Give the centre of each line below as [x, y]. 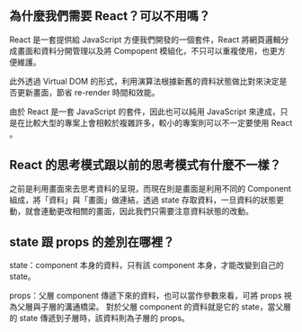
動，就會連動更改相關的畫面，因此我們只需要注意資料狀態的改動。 [131, 211]
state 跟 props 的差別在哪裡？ [92, 242]
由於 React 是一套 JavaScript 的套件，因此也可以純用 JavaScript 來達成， [145, 112]
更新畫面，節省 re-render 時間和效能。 [88, 92]
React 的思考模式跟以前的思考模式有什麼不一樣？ [145, 165]
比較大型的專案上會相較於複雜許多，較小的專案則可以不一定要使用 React [159, 122]
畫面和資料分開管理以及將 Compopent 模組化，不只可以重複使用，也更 [147, 50]
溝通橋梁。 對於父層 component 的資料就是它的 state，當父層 [178, 307]
